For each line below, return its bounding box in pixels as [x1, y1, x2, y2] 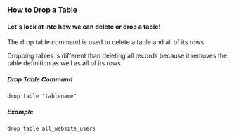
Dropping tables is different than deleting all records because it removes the [7, 51, 228, 60]
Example [7, 107, 34, 116]
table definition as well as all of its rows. [7, 59, 123, 67]
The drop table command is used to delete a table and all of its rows [7, 38, 204, 46]
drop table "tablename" [7, 93, 77, 100]
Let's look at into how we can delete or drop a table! [7, 22, 161, 31]
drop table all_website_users [7, 125, 96, 133]
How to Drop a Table [7, 5, 77, 15]
